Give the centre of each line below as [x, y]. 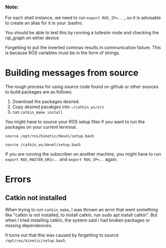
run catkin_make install [37, 112]
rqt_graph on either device [32, 38]
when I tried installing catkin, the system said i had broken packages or [78, 220]
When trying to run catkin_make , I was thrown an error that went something [82, 210]
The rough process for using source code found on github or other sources [82, 87]
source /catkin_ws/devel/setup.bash [43, 145]
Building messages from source [72, 73]
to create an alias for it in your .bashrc [44, 23]
